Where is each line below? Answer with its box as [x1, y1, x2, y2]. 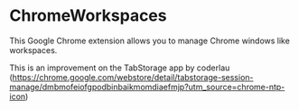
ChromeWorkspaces [9, 5, 167, 26]
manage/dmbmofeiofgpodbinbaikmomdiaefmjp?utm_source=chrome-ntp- [9, 81, 285, 92]
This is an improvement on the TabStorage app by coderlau [9, 62, 230, 73]
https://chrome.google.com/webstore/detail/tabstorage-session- [12, 71, 254, 82]
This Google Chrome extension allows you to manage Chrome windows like [9, 35, 291, 46]
